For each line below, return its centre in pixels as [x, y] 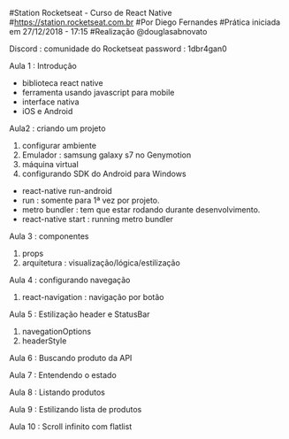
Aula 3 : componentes [49, 236]
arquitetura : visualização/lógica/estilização [101, 263]
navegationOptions [56, 331]
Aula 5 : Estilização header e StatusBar [80, 314]
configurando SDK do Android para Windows [104, 173]
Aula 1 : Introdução [43, 66]
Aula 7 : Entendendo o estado [63, 375]
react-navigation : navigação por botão [93, 297]
